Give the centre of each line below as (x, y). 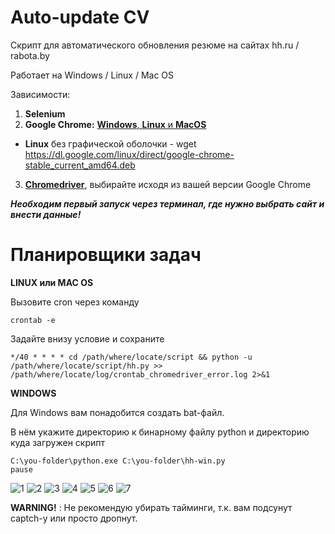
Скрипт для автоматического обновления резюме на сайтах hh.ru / (155, 45)
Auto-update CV (80, 17)
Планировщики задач (106, 255)
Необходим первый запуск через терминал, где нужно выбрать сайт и (167, 203)
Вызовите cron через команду (75, 302)
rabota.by (30, 55)
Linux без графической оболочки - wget (110, 143)
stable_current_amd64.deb (80, 165)
